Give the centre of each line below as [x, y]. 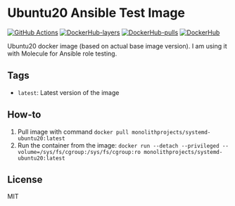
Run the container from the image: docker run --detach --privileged [118, 145]
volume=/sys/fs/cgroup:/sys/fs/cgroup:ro [79, 152]
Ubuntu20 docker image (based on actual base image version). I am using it [117, 46]
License [25, 180]
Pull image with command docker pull [73, 131]
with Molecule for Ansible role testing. [62, 53]
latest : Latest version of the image [68, 92]
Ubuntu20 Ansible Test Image [96, 13]
